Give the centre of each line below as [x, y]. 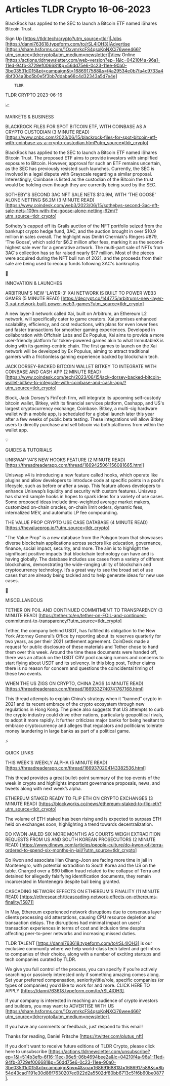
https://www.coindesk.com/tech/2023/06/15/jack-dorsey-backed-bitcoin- [84, 377]
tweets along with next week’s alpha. [44, 788]
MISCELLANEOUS [24, 600]
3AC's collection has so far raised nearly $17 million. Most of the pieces [80, 253]
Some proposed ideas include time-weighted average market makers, [78, 502]
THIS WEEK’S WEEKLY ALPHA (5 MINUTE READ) [56, 762]
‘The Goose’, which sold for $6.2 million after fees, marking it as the [75, 242]
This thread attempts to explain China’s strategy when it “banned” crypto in [83, 698]
